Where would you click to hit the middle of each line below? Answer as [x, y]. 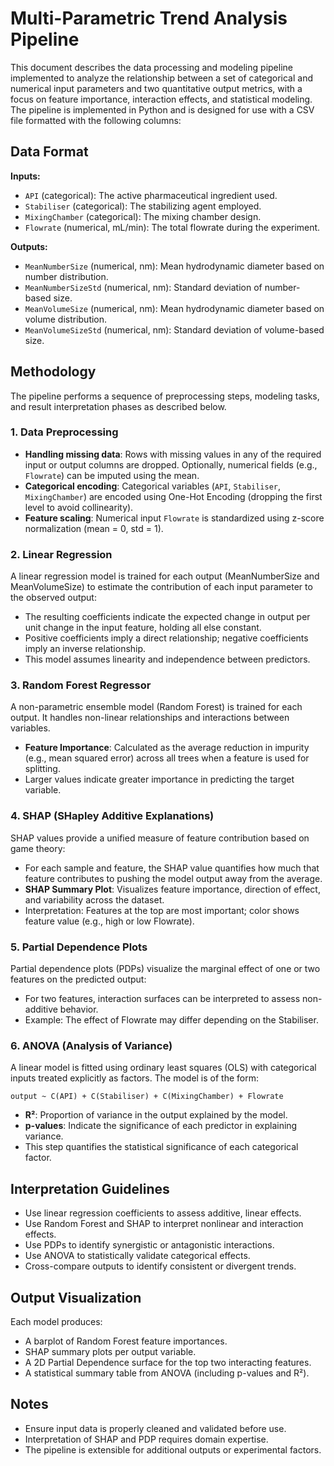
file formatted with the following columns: [96, 120]
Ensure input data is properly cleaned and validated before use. [155, 1428]
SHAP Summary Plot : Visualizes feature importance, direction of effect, [172, 889]
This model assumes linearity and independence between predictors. [167, 659]
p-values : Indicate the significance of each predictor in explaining [161, 1126]
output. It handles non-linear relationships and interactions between [150, 718]
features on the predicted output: [78, 979]
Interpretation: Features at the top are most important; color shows [162, 910]
